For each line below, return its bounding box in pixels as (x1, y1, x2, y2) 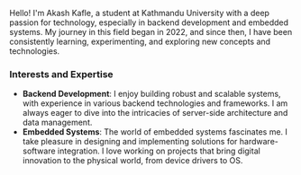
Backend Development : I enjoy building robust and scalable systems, (22, 89, 281, 100)
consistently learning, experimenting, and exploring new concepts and (9, 36, 271, 47)
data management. (22, 117, 93, 128)
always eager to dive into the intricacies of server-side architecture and (22, 108, 288, 118)
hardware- (239, 136, 279, 147)
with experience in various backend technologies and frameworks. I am (22, 98, 288, 109)
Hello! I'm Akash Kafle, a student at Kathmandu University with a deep (9, 8, 270, 18)
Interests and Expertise (9, 67, 114, 80)
